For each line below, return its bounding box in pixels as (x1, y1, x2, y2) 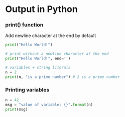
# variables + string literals (5, 65, 71, 70)
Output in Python (5, 3, 78, 15)
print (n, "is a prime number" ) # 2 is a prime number (5, 74, 120, 79)
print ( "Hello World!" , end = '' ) (5, 56, 71, 61)
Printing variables (5, 86, 50, 93)
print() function (5, 21, 44, 28)
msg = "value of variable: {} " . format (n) (5, 102, 93, 107)
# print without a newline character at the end (5, 51, 109, 56)
